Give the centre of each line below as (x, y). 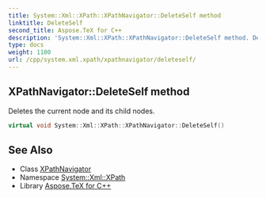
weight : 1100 (30, 52)
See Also (30, 150)
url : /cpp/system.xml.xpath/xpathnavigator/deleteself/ (102, 60)
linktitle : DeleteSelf (46, 23)
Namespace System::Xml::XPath (72, 177)
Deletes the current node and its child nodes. (82, 111)
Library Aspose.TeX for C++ (65, 186)
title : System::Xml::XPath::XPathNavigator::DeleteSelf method (115, 15)
